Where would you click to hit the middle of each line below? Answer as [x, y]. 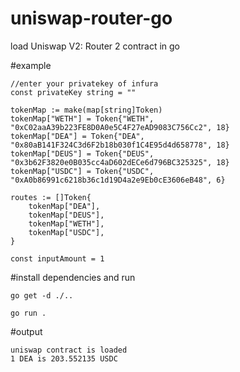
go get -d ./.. [42, 295]
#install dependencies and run [73, 277]
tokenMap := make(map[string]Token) [86, 110]
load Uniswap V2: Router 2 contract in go [95, 46]
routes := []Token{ [51, 197]
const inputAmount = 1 [57, 258]
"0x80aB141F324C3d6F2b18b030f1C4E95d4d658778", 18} [120, 145]
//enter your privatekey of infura [84, 83]
